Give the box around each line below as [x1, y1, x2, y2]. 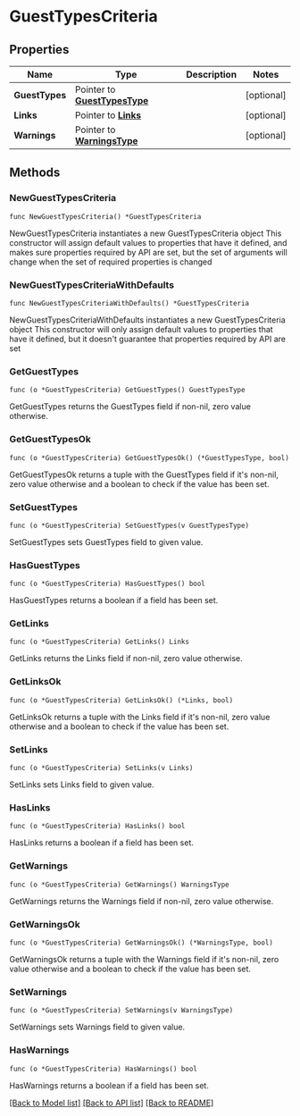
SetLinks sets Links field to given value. [9, 779, 154, 790]
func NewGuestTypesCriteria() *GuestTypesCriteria [9, 212, 202, 221]
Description [186, 69, 237, 80]
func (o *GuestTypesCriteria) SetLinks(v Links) [9, 764, 194, 773]
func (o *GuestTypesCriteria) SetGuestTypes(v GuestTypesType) [9, 521, 250, 530]
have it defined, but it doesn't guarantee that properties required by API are [9, 333, 286, 344]
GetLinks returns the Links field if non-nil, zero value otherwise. [9, 653, 243, 664]
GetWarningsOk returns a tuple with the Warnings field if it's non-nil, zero [9, 953, 279, 964]
